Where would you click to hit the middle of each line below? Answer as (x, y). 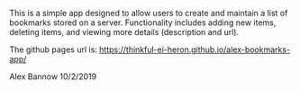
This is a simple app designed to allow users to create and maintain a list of (149, 13)
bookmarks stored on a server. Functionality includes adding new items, (143, 22)
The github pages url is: (53, 49)
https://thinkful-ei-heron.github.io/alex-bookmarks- (195, 49)
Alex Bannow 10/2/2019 (53, 76)
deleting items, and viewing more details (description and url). (124, 32)
